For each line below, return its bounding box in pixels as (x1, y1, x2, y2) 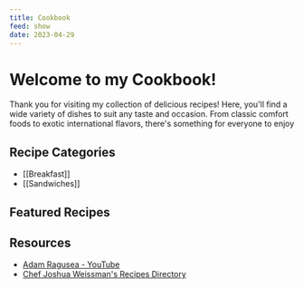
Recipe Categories (9, 144, 116, 159)
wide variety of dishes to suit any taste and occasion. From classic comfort (9, 109, 289, 120)
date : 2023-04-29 (9, 30, 75, 39)
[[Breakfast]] (22, 168, 71, 179)
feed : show (9, 22, 51, 31)
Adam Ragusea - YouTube (22, 259, 120, 270)
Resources (9, 235, 71, 250)
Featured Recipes (9, 205, 110, 220)
